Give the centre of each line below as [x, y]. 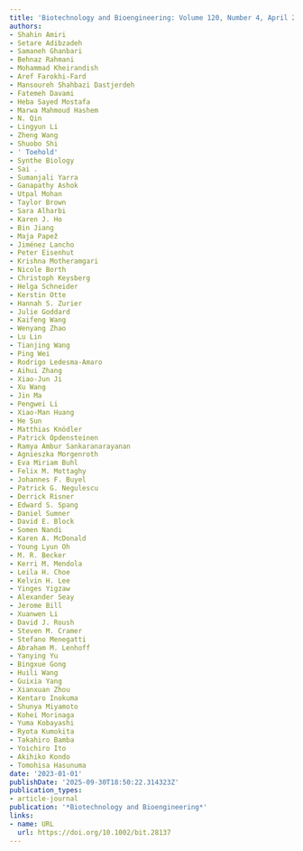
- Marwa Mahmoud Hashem [54, 110]
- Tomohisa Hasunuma [48, 765]
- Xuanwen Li [34, 614]
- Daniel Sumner [40, 513]
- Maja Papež [34, 236]
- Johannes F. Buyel [48, 480]
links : [22, 816]
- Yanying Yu [34, 656]
